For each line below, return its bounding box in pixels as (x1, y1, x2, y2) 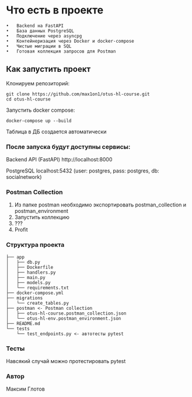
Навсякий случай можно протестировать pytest (6, 357, 126, 364)
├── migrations (6, 295, 43, 301)
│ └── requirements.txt (6, 285, 69, 291)
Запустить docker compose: (6, 106, 75, 113)
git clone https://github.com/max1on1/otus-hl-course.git (6, 91, 150, 97)
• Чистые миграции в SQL (6, 43, 72, 49)
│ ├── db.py (6, 259, 41, 265)
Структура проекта (6, 241, 65, 249)
